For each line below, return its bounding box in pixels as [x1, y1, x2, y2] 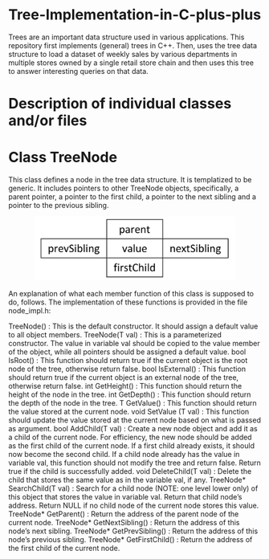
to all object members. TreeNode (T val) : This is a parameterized [8, 329, 222, 339]
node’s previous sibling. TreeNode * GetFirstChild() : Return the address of [8, 534, 253, 544]
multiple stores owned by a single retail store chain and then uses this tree [8, 58, 255, 67]
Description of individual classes [8, 95, 232, 113]
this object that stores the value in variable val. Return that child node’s [8, 492, 243, 501]
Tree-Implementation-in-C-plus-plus [8, 6, 262, 24]
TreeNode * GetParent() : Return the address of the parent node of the [8, 508, 239, 519]
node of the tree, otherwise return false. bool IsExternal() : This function [8, 364, 247, 373]
